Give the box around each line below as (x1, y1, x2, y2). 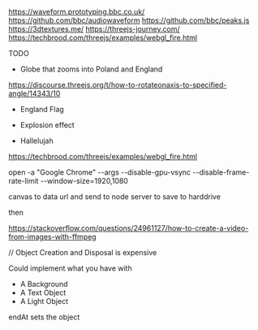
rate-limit (8, 176, 39, 185)
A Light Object (19, 297, 69, 306)
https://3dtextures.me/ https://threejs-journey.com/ (8, 24, 180, 33)
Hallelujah (19, 136, 54, 145)
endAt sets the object (8, 312, 80, 322)
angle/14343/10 (8, 89, 61, 98)
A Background (19, 280, 68, 289)
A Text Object (19, 288, 67, 297)
